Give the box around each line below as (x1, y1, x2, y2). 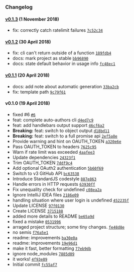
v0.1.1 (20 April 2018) (5, 72, 50, 78)
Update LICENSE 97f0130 (12, 202, 65, 209)
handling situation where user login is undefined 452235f (12, 197, 129, 203)
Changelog (5, 4, 33, 11)
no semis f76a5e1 (12, 229, 49, 235)
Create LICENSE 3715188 (12, 208, 64, 214)
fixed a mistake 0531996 (12, 218, 61, 225)
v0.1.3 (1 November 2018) (5, 16, 59, 22)
